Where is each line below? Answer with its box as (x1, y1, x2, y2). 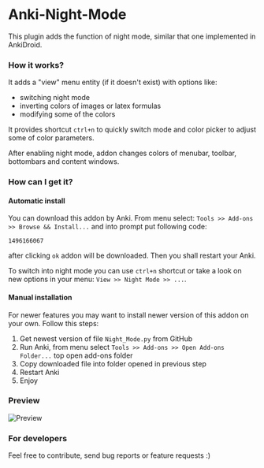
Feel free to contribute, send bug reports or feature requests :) (8, 451, 211, 460)
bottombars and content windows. (8, 157, 120, 166)
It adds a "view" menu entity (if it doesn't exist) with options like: (8, 77, 218, 87)
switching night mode (19, 93, 91, 102)
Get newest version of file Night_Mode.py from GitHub (19, 333, 193, 344)
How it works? (8, 59, 65, 70)
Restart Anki (19, 367, 60, 377)
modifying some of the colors (19, 110, 116, 119)
